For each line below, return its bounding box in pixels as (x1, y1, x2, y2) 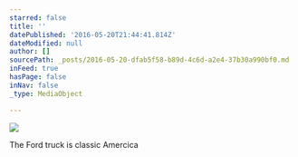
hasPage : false (9, 73, 67, 82)
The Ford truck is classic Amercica (9, 139, 139, 150)
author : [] (9, 47, 51, 56)
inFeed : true (9, 64, 59, 74)
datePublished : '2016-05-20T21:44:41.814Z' (9, 30, 177, 39)
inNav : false (9, 81, 59, 90)
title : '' (9, 22, 47, 31)
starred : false (9, 13, 67, 23)
